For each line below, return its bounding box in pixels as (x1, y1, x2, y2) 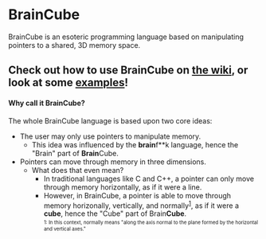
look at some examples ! (8, 76, 129, 89)
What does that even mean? (31, 165, 124, 174)
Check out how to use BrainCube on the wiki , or (8, 64, 248, 77)
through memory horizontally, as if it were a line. (43, 182, 202, 192)
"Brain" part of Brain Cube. (31, 148, 119, 158)
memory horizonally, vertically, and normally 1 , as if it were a (43, 199, 239, 210)
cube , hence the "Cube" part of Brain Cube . (43, 209, 187, 218)
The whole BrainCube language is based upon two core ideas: (8, 116, 213, 125)
